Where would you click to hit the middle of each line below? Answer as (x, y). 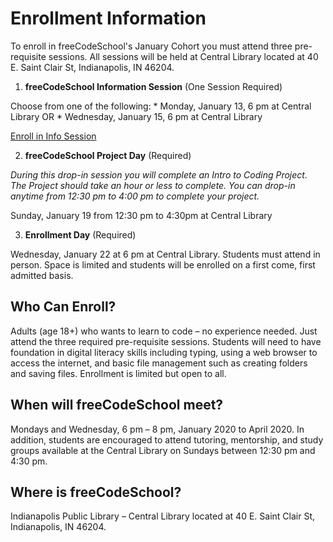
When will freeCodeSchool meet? (117, 405)
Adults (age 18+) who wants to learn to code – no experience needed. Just (164, 331)
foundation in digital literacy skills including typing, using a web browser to (164, 352)
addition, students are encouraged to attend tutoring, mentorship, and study (167, 439)
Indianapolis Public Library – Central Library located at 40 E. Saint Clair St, (162, 516)
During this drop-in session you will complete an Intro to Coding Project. (159, 174)
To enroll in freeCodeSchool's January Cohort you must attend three (151, 46)
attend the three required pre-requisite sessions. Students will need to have (166, 341)
